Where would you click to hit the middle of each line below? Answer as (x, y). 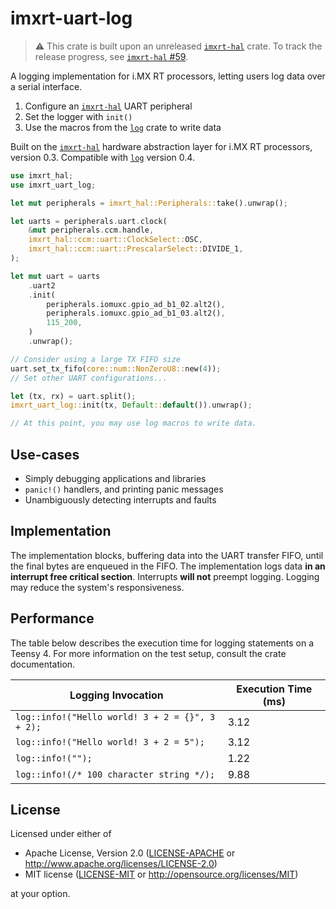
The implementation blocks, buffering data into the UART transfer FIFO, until (167, 555)
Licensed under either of (61, 834)
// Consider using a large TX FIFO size (96, 359)
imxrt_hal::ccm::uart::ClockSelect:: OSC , (115, 240)
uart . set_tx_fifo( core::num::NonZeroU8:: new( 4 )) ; (116, 368)
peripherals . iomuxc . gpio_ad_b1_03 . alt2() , (136, 313)
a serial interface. (46, 86)
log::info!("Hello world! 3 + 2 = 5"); (110, 741)
